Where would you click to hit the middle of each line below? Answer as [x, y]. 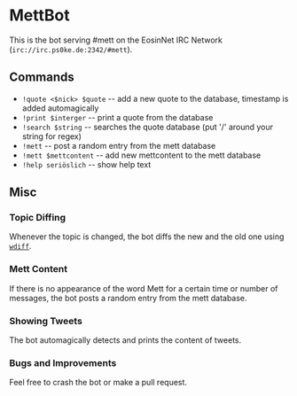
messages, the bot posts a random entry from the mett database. [128, 298]
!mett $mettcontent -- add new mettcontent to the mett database [141, 155]
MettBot [39, 16]
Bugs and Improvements [63, 362]
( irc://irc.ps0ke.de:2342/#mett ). [71, 49]
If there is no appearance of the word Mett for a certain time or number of [144, 288]
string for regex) [52, 136]
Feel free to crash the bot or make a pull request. [98, 383]
